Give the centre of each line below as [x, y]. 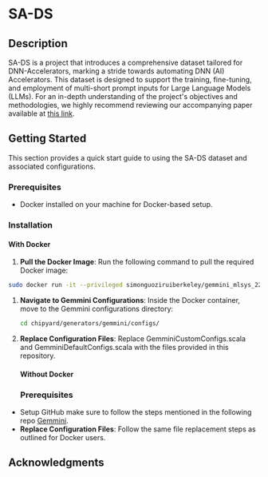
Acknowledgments [57, 463]
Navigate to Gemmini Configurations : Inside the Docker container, [130, 300]
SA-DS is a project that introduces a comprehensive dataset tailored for [126, 62]
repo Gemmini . [44, 420]
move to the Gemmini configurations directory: [97, 309]
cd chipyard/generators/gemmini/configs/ [89, 324]
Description [38, 44]
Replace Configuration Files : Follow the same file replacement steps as [138, 429]
